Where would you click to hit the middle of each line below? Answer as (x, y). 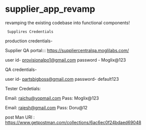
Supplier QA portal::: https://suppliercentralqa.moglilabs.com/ (67, 50)
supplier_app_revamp (50, 9)
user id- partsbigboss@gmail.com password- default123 (62, 79)
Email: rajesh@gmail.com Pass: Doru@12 (46, 107)
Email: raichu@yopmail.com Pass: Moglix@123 (52, 98)
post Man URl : (20, 117)
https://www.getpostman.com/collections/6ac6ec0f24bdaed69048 (73, 122)
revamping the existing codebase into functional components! (67, 23)
